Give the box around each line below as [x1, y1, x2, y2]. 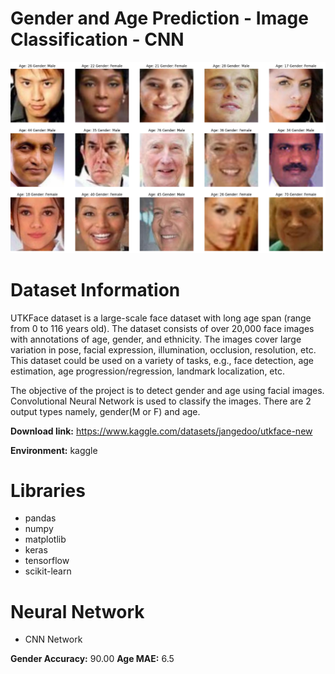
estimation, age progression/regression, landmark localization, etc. [10, 365, 285, 377]
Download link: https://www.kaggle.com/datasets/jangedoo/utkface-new [10, 425, 313, 437]
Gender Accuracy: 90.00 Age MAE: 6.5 [10, 653, 175, 665]
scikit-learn [24, 565, 72, 577]
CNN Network [24, 633, 83, 646]
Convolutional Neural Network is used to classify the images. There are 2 [10, 395, 312, 407]
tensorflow [24, 555, 70, 567]
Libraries [10, 479, 86, 502]
